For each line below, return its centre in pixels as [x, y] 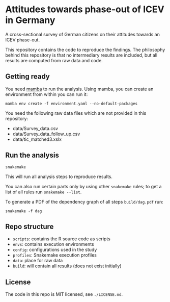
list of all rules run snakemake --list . [44, 192]
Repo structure [30, 226]
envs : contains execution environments [53, 244]
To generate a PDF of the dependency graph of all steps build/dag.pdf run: [84, 202]
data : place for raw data [38, 261]
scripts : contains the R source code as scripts [62, 239]
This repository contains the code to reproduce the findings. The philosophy [85, 49]
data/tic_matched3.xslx [37, 139]
